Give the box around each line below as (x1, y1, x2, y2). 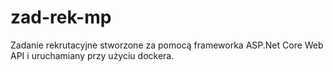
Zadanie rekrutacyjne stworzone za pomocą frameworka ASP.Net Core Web (10, 39, 324, 51)
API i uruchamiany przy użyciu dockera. (10, 49, 175, 61)
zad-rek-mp (10, 6, 112, 29)
